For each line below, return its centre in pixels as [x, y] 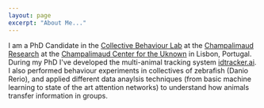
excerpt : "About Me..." [48, 23]
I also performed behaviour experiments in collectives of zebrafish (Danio [128, 70]
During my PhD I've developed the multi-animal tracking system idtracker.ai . [132, 62]
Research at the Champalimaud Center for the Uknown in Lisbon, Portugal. [130, 54]
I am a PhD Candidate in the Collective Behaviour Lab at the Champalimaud [131, 45]
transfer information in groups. [58, 95]
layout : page [30, 15]
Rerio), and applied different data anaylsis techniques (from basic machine [130, 79]
